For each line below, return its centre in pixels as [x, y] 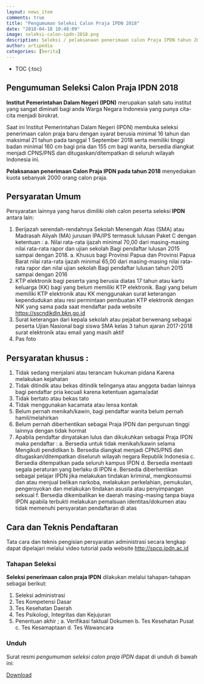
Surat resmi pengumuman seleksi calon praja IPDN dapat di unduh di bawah [102, 657]
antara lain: [20, 218]
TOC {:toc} [29, 69]
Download [19, 675]
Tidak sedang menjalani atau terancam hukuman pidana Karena [95, 373]
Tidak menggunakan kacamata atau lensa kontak [76, 405]
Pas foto [25, 339]
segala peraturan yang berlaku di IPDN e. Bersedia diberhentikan [96, 469]
